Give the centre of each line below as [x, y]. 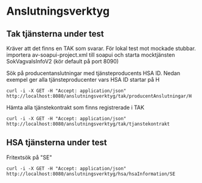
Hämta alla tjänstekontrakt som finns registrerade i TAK [75, 107]
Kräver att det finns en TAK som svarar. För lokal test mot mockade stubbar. [101, 48]
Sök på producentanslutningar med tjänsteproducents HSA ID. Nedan [93, 73]
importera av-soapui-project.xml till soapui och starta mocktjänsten [91, 55]
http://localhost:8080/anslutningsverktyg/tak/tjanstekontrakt [88, 124]
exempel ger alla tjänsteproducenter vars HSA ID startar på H [83, 80]
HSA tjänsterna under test [57, 142]
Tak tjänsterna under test [55, 34]
